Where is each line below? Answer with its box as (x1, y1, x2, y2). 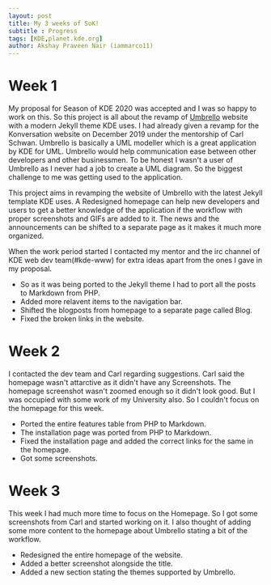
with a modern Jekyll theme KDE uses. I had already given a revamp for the (8, 121, 260, 130)
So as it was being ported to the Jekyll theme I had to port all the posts (19, 280, 256, 290)
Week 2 (8, 342, 61, 361)
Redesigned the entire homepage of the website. (19, 549, 184, 559)
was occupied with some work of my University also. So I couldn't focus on (8, 395, 260, 405)
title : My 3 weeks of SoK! (8, 19, 100, 28)
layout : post (8, 11, 53, 20)
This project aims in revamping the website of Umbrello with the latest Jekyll (8, 188, 263, 198)
